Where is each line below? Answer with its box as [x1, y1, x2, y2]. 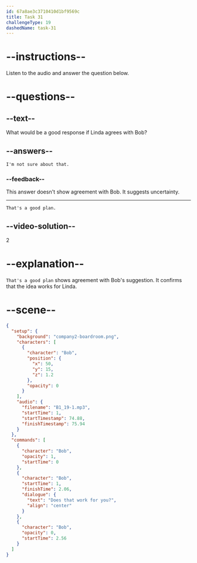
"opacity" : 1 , [21, 453, 57, 459]
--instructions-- [6, 50, 86, 63]
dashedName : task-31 [6, 25, 57, 31]
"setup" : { [11, 328, 38, 334]
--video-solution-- [6, 221, 76, 231]
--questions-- [6, 90, 75, 103]
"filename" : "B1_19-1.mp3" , [21, 405, 91, 411]
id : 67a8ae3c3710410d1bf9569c [6, 8, 80, 15]
